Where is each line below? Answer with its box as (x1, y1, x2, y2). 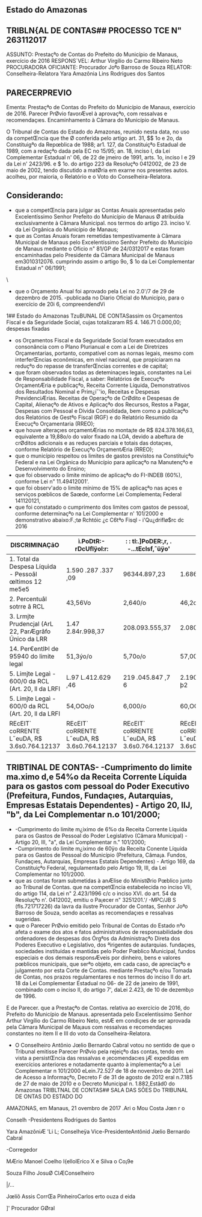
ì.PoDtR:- (78, 537, 105, 545)
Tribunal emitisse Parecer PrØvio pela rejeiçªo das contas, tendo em (14, 1047, 185, 1055)
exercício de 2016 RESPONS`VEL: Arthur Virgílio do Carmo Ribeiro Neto (6, 57, 183, 65)
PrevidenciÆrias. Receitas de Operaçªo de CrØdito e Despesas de (14, 394, 179, 401)
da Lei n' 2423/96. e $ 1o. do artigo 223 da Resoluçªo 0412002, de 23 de (6, 160, 187, 168)
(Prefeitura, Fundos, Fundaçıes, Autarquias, (6, 791, 173, 801)
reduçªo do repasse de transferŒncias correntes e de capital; (14, 362, 168, 369)
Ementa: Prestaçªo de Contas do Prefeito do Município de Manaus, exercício (6, 104, 195, 111)
